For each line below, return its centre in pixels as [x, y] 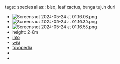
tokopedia [22, 48]
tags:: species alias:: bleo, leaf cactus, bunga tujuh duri [60, 7]
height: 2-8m [25, 32]
